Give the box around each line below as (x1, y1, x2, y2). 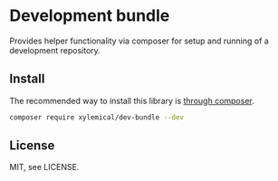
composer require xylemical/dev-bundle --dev (9, 112, 184, 122)
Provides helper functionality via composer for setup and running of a (9, 35, 269, 46)
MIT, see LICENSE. (9, 162, 80, 173)
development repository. (9, 44, 101, 55)
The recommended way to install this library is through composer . (9, 95, 255, 106)
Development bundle (9, 5, 170, 26)
